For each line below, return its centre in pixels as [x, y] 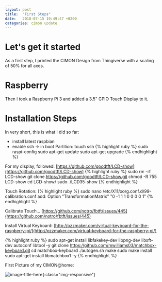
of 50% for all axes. [25, 66]
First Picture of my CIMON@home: [40, 265]
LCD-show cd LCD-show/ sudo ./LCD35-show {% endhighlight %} [72, 182]
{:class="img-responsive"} [69, 275]
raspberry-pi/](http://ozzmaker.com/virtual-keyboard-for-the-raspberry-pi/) [81, 231]
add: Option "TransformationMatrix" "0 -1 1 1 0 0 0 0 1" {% [95, 196]
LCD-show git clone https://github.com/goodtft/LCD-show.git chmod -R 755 [81, 177]
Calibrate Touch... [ [24, 211]
